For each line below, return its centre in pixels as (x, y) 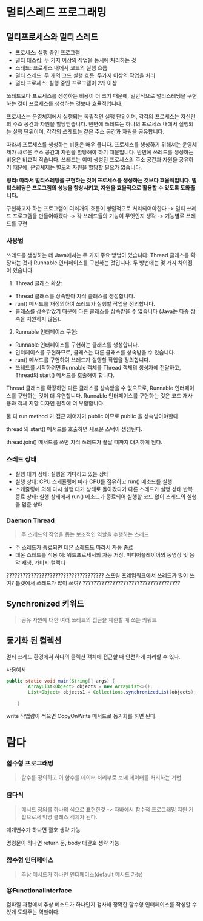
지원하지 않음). (44, 319)
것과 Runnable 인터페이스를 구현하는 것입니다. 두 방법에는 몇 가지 (99, 263)
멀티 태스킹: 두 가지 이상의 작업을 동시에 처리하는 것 (75, 60)
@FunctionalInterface (39, 890)
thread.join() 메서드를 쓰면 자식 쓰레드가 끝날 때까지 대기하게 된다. (85, 442)
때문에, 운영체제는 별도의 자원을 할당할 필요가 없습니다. (77, 167)
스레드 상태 (22, 460)
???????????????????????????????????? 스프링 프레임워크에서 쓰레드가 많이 (97, 575)
